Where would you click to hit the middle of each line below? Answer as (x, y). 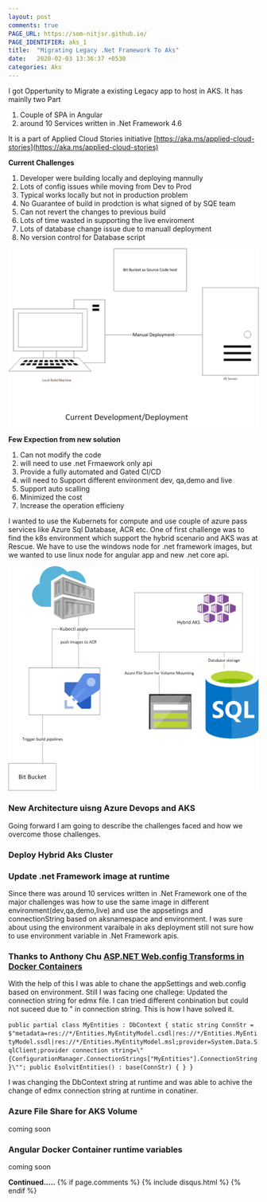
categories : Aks (35, 68)
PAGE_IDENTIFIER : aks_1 (48, 42)
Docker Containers (45, 966)
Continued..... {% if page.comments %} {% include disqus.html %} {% (124, 1182)
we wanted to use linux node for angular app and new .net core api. (119, 555)
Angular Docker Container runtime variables (95, 1149)
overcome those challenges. (54, 834)
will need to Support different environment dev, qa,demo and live (126, 480)
